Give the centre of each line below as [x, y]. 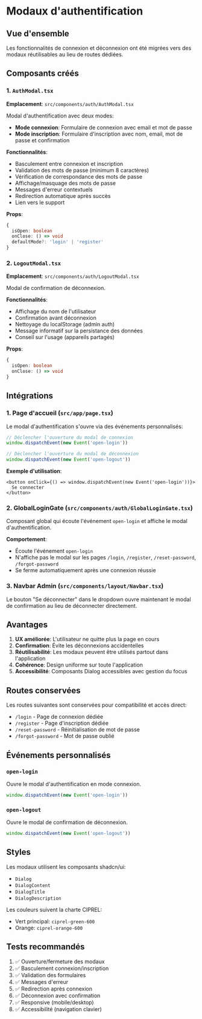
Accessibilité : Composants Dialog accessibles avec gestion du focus [101, 671]
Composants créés [43, 74]
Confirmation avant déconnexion [55, 318]
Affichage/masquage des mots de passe [65, 183]
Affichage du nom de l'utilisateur [55, 312]
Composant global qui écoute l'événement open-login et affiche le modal [97, 521]
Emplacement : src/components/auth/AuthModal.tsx [70, 104]
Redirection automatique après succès [63, 196]
